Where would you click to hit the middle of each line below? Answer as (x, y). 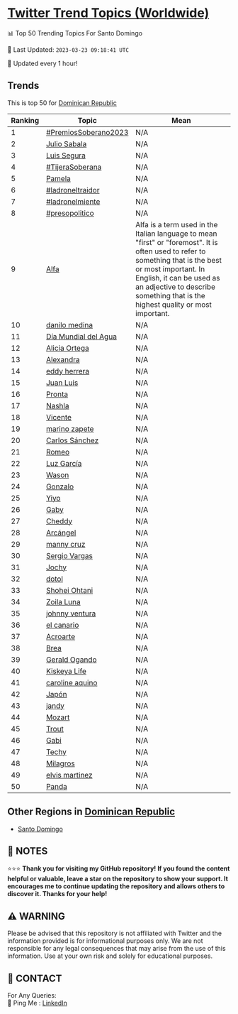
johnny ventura (71, 614)
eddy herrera (68, 371)
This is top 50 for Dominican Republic (62, 103)
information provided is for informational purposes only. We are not (105, 941)
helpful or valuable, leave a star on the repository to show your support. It (118, 879)
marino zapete (70, 429)
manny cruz (66, 544)
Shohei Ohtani (69, 590)
